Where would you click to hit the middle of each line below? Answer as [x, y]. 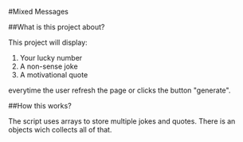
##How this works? [40, 106]
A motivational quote [54, 75]
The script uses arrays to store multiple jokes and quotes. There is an [122, 121]
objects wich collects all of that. [60, 130]
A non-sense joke [49, 66]
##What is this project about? [57, 27]
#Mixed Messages [39, 12]
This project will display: [48, 42]
